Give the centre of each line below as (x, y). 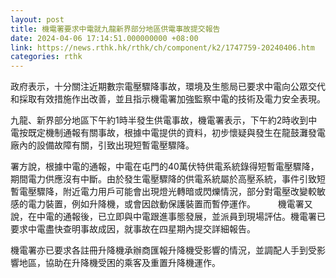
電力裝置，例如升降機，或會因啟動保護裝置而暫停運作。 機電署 (166, 204)
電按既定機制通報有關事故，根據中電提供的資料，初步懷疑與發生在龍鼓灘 (159, 133)
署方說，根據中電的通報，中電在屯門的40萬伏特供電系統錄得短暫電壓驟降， (165, 167)
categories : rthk (46, 57)
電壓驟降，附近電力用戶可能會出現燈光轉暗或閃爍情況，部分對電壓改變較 (167, 192)
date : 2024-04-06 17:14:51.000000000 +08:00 (104, 38)
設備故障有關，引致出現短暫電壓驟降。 (115, 145)
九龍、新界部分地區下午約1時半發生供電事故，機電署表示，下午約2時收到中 (164, 120)
